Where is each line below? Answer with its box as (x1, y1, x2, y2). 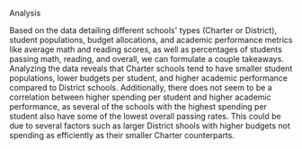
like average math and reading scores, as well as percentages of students (9, 44, 283, 55)
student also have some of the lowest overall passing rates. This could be (9, 111, 281, 121)
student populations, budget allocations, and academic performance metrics (9, 35, 293, 45)
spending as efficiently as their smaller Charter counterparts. (9, 130, 235, 140)
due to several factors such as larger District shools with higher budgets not (9, 120, 290, 131)
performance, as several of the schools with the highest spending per (9, 101, 268, 111)
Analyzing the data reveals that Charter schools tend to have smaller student (9, 63, 293, 74)
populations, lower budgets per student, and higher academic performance (9, 73, 289, 83)
